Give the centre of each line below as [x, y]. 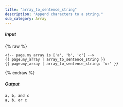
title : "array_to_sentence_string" [41, 9]
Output [12, 84]
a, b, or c [16, 100]
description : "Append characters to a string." [54, 14]
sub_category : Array [26, 18]
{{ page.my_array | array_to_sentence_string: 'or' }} [62, 64]
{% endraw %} [20, 73]
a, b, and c [17, 96]
